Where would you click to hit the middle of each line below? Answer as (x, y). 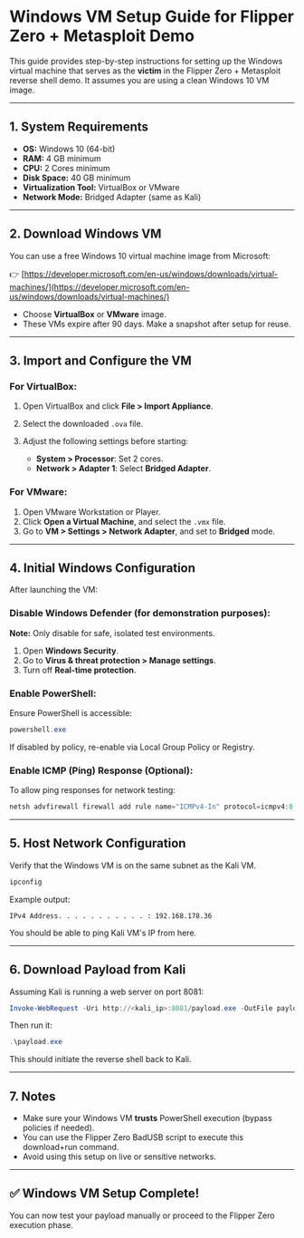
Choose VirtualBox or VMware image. (95, 314)
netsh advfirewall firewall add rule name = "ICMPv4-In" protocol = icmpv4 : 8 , (153, 807)
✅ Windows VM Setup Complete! (104, 1194)
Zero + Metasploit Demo (102, 36)
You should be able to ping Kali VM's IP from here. (103, 933)
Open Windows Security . (71, 651)
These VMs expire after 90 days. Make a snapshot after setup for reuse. (157, 324)
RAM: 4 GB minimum (62, 158)
